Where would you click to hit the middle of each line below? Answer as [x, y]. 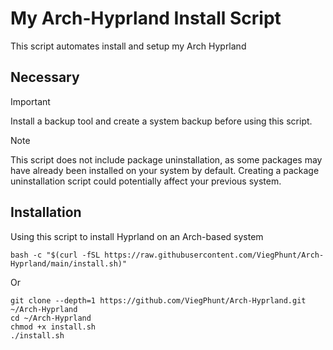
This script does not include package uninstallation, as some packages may [166, 159]
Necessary [45, 77]
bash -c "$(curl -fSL [55, 255]
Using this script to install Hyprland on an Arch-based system [137, 236]
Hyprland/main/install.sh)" [69, 263]
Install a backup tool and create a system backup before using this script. [161, 121]
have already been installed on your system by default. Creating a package [165, 170]
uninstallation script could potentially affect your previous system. [146, 181]
